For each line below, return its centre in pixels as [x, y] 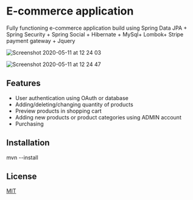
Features [23, 83]
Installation [28, 143]
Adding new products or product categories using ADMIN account [98, 117]
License [22, 176]
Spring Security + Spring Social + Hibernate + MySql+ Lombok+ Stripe [95, 34]
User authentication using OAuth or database [72, 98]
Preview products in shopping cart [58, 111]
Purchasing [29, 124]
